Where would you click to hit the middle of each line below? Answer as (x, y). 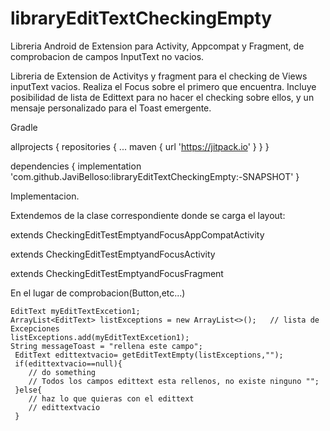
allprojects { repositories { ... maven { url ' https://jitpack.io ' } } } (140, 146)
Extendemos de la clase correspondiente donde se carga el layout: (148, 215)
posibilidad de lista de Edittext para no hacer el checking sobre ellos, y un (162, 97)
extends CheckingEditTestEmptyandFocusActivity (113, 254)
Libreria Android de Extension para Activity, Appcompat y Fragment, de (157, 46)
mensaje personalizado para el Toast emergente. (111, 108)
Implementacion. (45, 196)
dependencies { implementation (76, 166)
